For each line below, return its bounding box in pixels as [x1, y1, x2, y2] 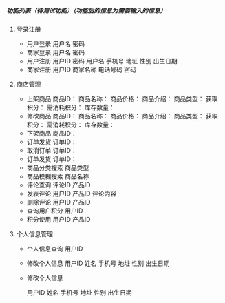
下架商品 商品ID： [26, 129, 77, 137]
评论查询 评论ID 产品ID [26, 180, 91, 189]
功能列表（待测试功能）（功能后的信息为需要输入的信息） [6, 6, 167, 14]
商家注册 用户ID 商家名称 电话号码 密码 [26, 65, 137, 74]
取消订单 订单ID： [26, 146, 77, 154]
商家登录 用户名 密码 [26, 48, 85, 56]
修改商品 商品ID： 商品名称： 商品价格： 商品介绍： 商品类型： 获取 [26, 112, 218, 120]
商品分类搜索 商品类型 [26, 163, 89, 171]
